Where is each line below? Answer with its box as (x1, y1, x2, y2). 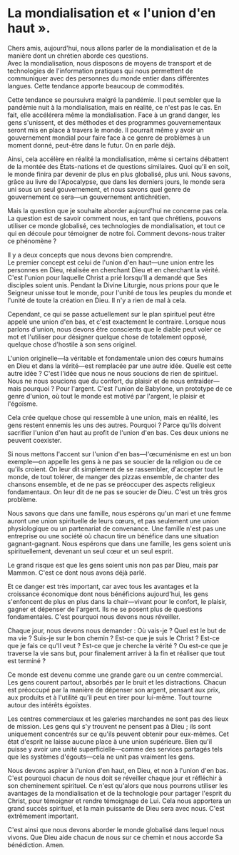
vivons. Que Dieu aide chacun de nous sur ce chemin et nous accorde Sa (7, 833, 223, 841)
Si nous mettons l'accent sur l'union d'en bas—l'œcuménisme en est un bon (7, 449, 232, 458)
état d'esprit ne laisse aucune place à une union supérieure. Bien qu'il (7, 737, 213, 746)
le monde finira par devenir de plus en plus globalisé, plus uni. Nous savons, (7, 170, 232, 178)
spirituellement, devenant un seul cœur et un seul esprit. (7, 547, 173, 556)
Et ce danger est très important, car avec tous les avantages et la (7, 582, 199, 590)
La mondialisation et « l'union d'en (7, 5, 216, 21)
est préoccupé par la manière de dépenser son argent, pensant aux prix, (7, 685, 220, 694)
